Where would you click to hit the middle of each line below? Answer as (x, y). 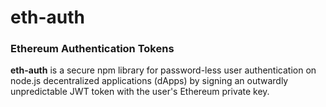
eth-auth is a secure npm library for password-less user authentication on (163, 70)
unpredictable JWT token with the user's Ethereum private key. (140, 92)
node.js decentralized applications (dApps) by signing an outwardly (149, 81)
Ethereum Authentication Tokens (92, 49)
